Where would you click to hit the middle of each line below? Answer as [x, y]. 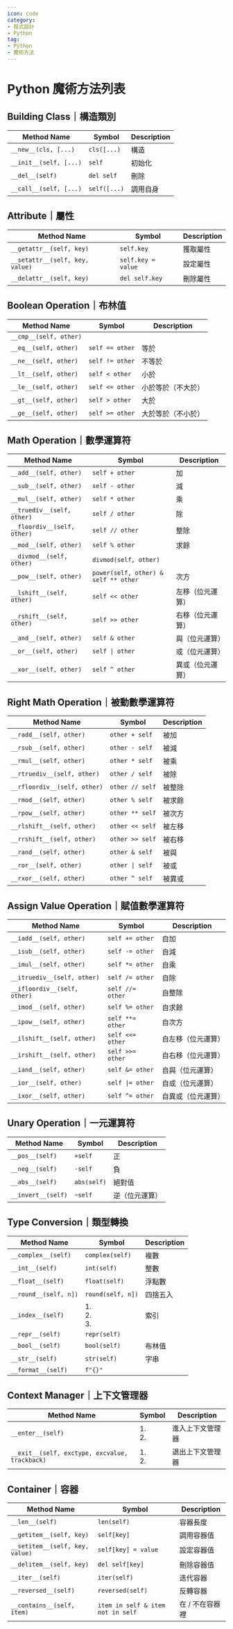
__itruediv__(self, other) [55, 977]
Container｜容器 [43, 1489]
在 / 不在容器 [200, 1604]
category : [21, 20]
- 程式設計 [21, 26]
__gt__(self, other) [44, 400]
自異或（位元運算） [193, 1096]
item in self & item [131, 1606]
